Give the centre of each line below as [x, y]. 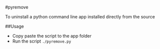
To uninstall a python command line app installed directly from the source [80, 17]
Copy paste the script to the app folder [52, 36]
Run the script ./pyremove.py [42, 41]
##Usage [15, 26]
